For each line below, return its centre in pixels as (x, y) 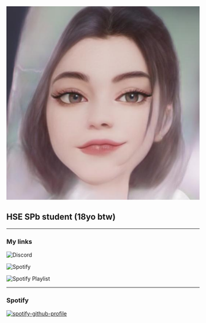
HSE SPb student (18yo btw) (61, 217)
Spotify (17, 300)
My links (19, 241)
